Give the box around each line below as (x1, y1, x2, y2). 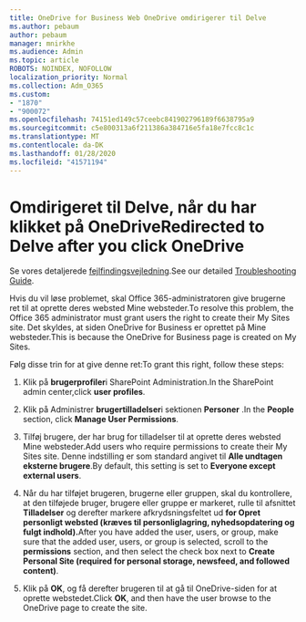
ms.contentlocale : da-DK (9, 140, 104, 150)
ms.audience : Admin (9, 47, 84, 57)
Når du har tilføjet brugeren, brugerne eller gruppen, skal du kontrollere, (22, 488, 293, 499)
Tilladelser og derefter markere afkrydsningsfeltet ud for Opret (22, 507, 261, 518)
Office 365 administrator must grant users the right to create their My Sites (9, 312, 291, 324)
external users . (22, 471, 82, 482)
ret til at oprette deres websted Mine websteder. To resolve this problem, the (9, 303, 294, 314)
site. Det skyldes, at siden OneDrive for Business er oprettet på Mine (9, 322, 267, 333)
